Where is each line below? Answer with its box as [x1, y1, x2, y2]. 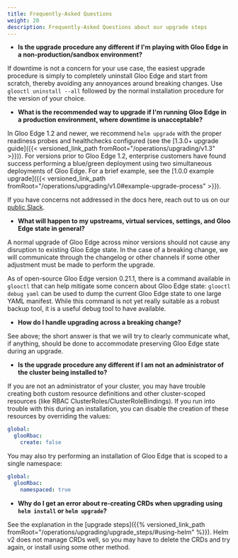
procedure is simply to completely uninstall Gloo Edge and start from [7, 72, 208, 80]
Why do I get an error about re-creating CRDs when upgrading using [17, 499, 223, 507]
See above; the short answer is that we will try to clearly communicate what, [7, 332, 230, 341]
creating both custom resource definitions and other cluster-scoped [7, 389, 205, 398]
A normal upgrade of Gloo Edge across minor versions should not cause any [7, 238, 230, 246]
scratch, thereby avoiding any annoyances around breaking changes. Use [7, 79, 223, 88]
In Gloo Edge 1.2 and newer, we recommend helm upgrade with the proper [7, 129, 222, 138]
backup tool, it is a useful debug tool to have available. [7, 304, 166, 313]
